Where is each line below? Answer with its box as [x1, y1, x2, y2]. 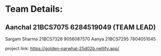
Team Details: [5, 3, 63, 15]
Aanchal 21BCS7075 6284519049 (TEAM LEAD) [5, 23, 156, 31]
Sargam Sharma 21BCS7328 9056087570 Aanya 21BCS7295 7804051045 [5, 36, 156, 42]
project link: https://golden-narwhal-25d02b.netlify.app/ [5, 46, 120, 51]
